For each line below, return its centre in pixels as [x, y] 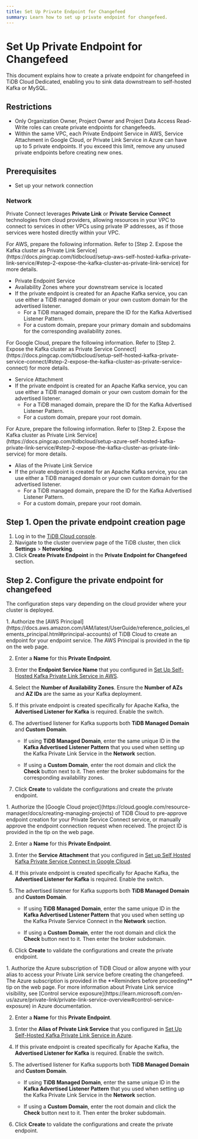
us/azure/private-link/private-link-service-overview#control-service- [90, 1000]
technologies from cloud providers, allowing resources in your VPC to [91, 220]
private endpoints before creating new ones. [69, 152]
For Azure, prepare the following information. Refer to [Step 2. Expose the [96, 429]
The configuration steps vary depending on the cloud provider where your [97, 603]
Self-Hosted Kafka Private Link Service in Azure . [74, 1035]
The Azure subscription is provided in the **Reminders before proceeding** [99, 981]
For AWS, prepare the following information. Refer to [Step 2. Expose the [95, 244]
